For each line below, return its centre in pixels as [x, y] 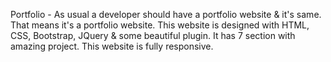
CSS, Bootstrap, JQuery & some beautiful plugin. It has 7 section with [153, 35]
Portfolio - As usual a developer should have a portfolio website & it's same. [166, 14]
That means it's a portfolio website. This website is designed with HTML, [160, 25]
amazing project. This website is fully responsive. [112, 46]
